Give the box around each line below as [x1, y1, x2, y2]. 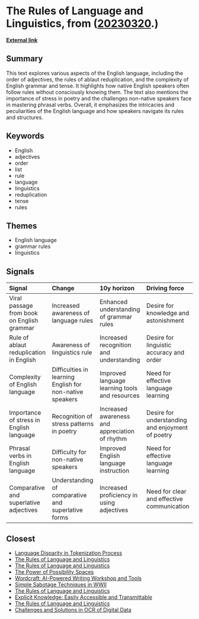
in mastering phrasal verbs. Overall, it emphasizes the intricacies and [6, 101, 175, 108]
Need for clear [146, 488, 187, 496]
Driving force [146, 284, 185, 293]
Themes [6, 221, 37, 231]
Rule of [9, 334, 29, 342]
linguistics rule [52, 348, 92, 357]
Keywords [6, 131, 44, 141]
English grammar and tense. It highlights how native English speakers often [6, 82, 190, 89]
